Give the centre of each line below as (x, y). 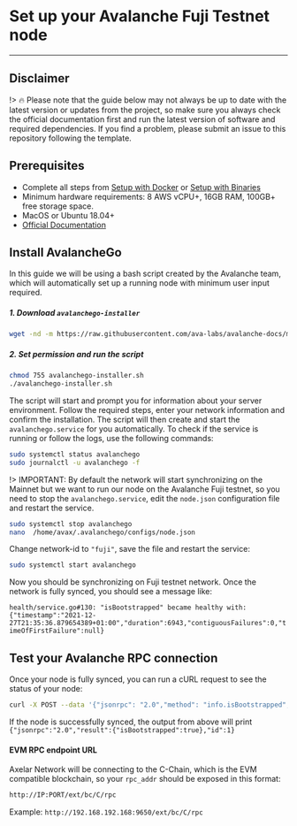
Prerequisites (47, 166)
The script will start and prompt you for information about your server (136, 401)
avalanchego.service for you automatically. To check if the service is (134, 428)
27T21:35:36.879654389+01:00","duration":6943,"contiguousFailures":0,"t (148, 623)
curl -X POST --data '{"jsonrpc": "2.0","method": (104, 705)
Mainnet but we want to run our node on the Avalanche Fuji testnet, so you (145, 489)
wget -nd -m (31, 334)
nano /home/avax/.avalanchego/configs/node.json (103, 532)
